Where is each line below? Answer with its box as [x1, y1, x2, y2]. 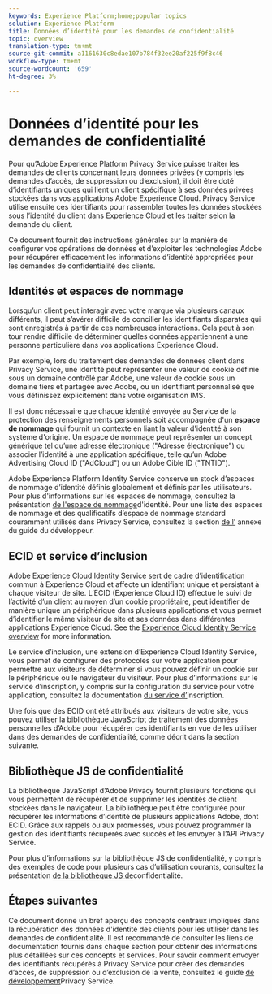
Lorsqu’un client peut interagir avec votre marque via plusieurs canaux [8, 306, 244, 315]
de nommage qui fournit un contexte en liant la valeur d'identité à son [8, 423, 242, 433]
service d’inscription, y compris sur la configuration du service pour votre [8, 682, 255, 692]
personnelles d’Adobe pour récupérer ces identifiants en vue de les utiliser [8, 723, 257, 733]
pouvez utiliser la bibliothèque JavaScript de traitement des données [8, 714, 239, 724]
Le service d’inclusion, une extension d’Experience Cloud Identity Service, [8, 647, 257, 657]
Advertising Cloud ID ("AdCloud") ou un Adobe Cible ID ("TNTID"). [8, 458, 231, 468]
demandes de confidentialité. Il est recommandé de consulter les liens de [8, 932, 253, 943]
